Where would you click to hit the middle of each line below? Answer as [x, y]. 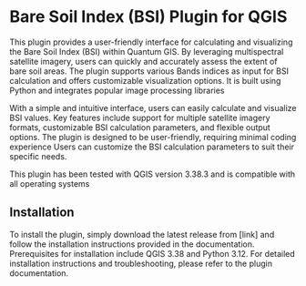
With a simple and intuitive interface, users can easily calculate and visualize [153, 107]
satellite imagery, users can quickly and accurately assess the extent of [143, 61]
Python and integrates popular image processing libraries [117, 90]
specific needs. [38, 156]
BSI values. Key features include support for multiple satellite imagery [140, 117]
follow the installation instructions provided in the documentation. [132, 244]
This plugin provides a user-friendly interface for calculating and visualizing [151, 42]
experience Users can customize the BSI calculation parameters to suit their [152, 147]
